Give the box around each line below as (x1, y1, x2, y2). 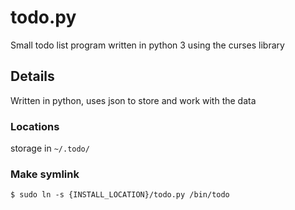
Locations (10, 119, 60, 133)
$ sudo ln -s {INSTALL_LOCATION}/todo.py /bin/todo (10, 190, 230, 200)
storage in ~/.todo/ (10, 142, 90, 155)
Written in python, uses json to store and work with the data (10, 94, 257, 106)
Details (10, 68, 55, 85)
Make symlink (10, 167, 80, 181)
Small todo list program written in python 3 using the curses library (10, 39, 285, 51)
